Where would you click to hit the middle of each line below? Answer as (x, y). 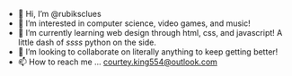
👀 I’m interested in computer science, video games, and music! (134, 23)
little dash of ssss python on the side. (87, 42)
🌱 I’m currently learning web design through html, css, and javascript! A (150, 33)
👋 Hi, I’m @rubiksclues (59, 14)
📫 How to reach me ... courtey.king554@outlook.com (118, 62)
